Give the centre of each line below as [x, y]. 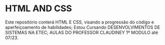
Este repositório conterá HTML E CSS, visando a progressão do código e [80, 22]
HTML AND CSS [39, 9]
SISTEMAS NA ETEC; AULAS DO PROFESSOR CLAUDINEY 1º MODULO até [82, 32]
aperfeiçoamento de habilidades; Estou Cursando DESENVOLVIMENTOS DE [83, 27]
